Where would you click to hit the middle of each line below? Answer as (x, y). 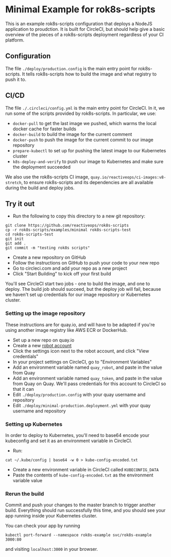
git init (15, 239)
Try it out (20, 204)
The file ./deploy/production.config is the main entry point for (71, 68)
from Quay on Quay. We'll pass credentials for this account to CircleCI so (89, 384)
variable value (27, 480)
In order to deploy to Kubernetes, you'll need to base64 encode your (77, 435)
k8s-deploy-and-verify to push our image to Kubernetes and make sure (88, 161)
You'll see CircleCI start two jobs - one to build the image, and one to (78, 284)
